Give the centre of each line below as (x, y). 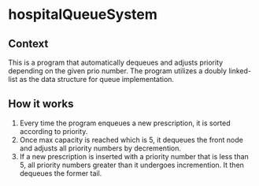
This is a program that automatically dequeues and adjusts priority (116, 62)
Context (28, 44)
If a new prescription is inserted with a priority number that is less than (134, 156)
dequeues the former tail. (61, 173)
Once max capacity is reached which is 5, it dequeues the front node (131, 139)
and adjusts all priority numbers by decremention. (100, 148)
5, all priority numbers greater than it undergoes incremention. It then (131, 165)
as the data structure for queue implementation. (97, 79)
